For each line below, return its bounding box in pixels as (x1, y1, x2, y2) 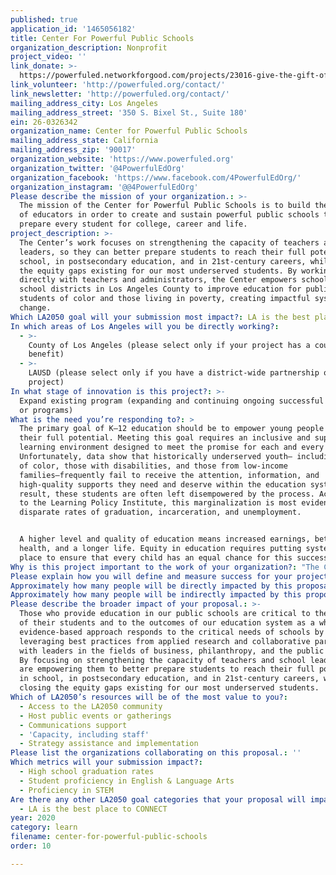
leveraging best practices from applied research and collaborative (19, 636, 311, 646)
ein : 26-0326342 (10, 117, 78, 127)
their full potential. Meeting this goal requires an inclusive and (19, 433, 311, 443)
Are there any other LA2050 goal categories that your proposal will (10, 794, 307, 805)
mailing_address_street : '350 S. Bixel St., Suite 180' (10, 107, 248, 118)
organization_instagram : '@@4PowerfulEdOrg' (10, 182, 199, 192)
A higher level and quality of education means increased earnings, (19, 534, 311, 545)
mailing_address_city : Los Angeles (10, 98, 159, 108)
